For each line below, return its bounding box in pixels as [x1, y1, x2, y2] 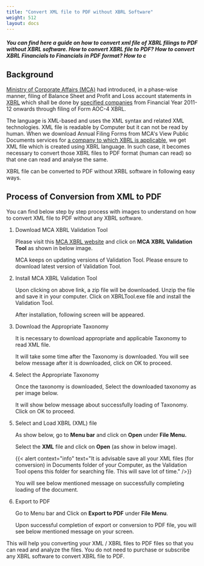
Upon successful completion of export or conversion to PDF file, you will [15, 521, 197, 528]
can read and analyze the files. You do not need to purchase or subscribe [6, 546, 190, 553]
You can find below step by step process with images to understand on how [6, 208, 196, 215]
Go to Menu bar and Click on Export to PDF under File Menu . [15, 509, 168, 517]
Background [6, 69, 53, 80]
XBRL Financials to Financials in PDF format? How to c [6, 52, 147, 59]
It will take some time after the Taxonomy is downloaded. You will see [15, 352, 189, 360]
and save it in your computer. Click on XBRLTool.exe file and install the [15, 293, 191, 300]
